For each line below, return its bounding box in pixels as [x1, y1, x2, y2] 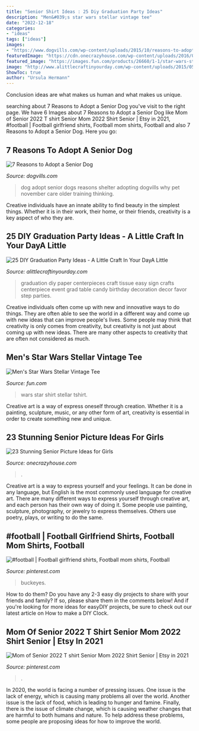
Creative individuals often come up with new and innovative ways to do [6, 303, 180, 310]
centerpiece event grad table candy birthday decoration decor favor [20, 285, 187, 293]
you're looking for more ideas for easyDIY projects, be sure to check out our [6, 603, 192, 611]
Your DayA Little [6, 241, 67, 251]
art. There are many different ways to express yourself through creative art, [6, 495, 190, 502]
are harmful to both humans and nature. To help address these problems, [6, 711, 185, 719]
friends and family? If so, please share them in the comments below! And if [6, 597, 189, 604]
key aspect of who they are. [6, 214, 74, 221]
